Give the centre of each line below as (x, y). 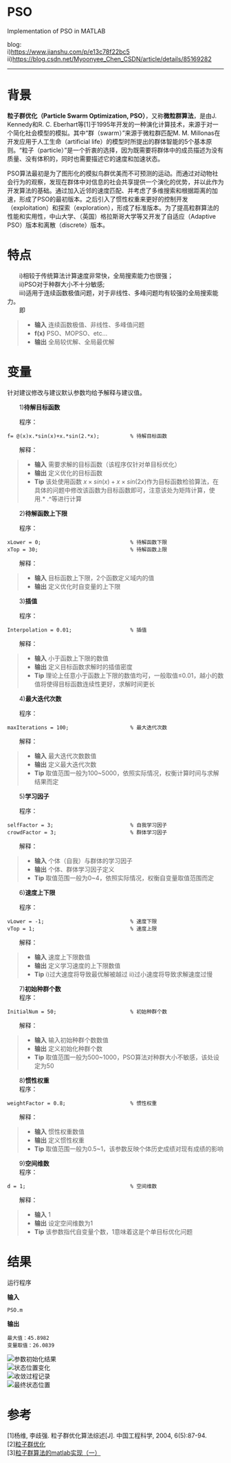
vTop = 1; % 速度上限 (82, 929)
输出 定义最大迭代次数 (65, 764)
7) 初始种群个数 (41, 988)
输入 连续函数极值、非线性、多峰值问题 (89, 325)
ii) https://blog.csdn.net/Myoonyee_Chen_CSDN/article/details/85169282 (109, 58)
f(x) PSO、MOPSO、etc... (71, 333)
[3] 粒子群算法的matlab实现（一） (54, 1453)
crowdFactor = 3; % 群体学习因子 (87, 832)
